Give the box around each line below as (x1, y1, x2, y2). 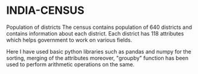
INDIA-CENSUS (6, 4, 85, 17)
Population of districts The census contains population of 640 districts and (6, 23, 192, 31)
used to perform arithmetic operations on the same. (6, 61, 135, 68)
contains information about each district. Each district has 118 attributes (6, 29, 184, 37)
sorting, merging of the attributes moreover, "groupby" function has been (6, 54, 189, 61)
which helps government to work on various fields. (6, 36, 133, 43)
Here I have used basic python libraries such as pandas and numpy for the (6, 48, 191, 55)
